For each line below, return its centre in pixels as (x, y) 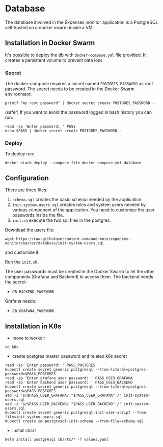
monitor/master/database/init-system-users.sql (55, 243)
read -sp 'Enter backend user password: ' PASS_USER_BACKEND (69, 382)
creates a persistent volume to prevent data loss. (54, 60)
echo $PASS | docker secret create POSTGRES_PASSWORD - (63, 131)
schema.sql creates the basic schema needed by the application (77, 200)
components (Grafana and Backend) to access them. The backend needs (79, 277)
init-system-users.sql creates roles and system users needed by (79, 205)
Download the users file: (30, 230)
